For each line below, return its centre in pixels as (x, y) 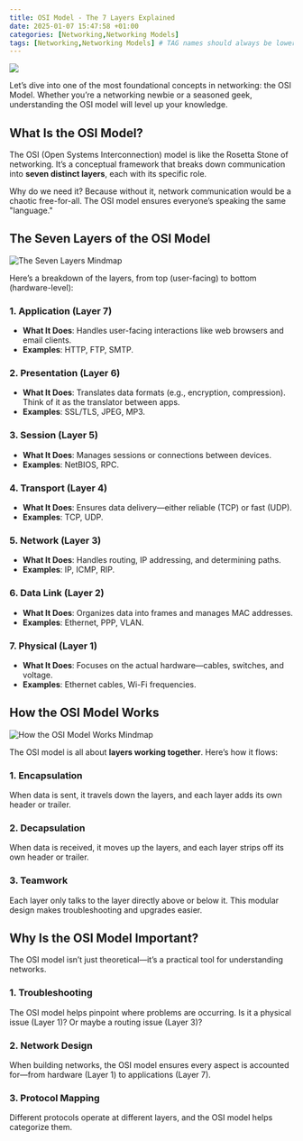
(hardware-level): (41, 287)
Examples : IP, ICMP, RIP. (69, 570)
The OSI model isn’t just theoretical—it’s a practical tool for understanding (147, 960)
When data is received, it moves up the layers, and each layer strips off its (147, 848)
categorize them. (41, 1127)
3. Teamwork (39, 880)
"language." (31, 211)
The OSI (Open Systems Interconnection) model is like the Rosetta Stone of (149, 155)
